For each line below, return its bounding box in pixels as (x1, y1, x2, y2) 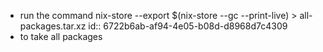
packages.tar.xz (19, 20, 87, 32)
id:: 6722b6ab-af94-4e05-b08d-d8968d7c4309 (88, 20, 288, 32)
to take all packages (19, 31, 103, 42)
